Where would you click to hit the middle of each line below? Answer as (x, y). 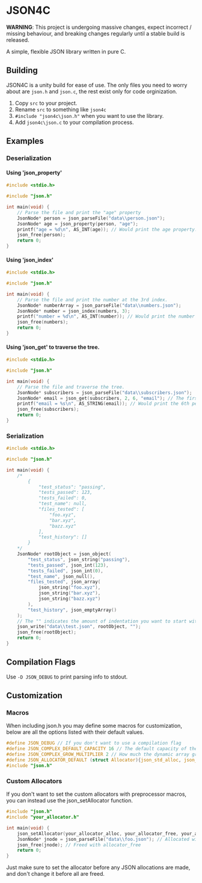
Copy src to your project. (46, 103)
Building (22, 71)
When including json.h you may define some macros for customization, (94, 726)
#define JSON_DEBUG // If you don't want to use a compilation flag (94, 743)
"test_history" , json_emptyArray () (72, 610)
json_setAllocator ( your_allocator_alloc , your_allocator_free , (98, 834)
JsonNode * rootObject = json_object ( (64, 554)
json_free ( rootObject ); (47, 632)
